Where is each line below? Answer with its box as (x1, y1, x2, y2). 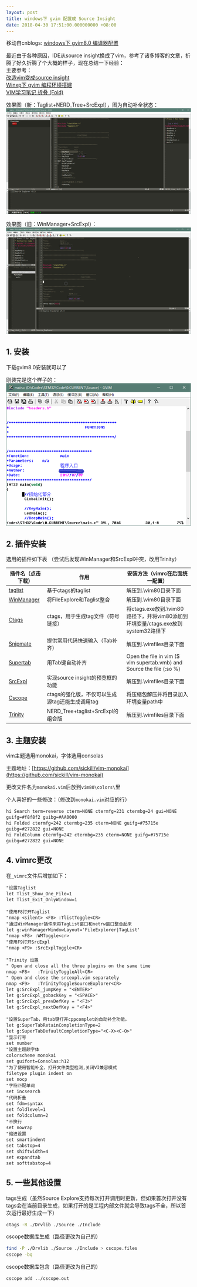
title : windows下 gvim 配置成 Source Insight (6, 15, 116, 22)
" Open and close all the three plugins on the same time (6, 963, 151, 969)
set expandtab (6, 1154, 41, 1160)
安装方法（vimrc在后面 (127, 570, 183, 577)
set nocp (6, 1076, 28, 1082)
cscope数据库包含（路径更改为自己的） (6, 1263, 101, 1271)
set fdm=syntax (6, 1100, 43, 1107)
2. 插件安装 (6, 539, 46, 549)
